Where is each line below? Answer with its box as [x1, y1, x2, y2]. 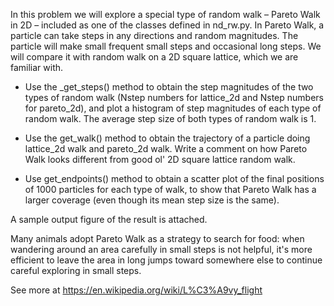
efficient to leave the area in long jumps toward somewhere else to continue [10, 254, 323, 266]
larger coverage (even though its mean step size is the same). [24, 194, 280, 206]
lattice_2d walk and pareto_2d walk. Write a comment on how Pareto [24, 143, 308, 154]
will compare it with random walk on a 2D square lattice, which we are [10, 51, 299, 63]
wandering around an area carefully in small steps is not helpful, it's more [10, 244, 313, 255]
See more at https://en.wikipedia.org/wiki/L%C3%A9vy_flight [10, 284, 263, 296]
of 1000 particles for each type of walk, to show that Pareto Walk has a [24, 184, 317, 195]
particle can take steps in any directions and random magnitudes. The [10, 30, 299, 41]
